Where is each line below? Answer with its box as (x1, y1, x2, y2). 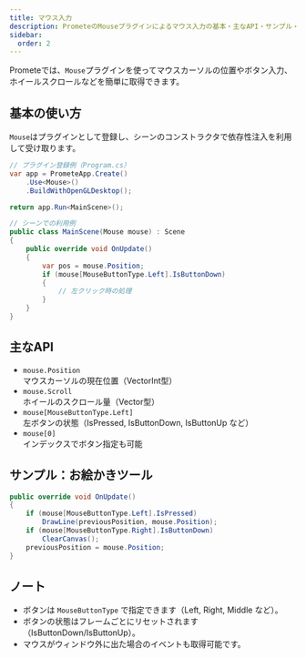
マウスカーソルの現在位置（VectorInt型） (22, 375, 178, 386)
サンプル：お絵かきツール (9, 468, 153, 483)
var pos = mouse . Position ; (42, 261, 145, 270)
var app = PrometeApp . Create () (9, 169, 128, 178)
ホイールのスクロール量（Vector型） (22, 396, 160, 407)
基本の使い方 (9, 106, 82, 121)
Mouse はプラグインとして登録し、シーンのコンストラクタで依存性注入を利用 (9, 131, 292, 142)
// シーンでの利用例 (9, 219, 76, 228)
